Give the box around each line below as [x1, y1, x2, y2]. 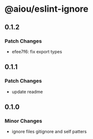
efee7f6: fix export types [11, 48, 62, 54]
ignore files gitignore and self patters [11, 129, 87, 135]
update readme [11, 89, 43, 94]
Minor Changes [4, 117, 42, 124]
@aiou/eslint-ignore [4, 3, 89, 15]
